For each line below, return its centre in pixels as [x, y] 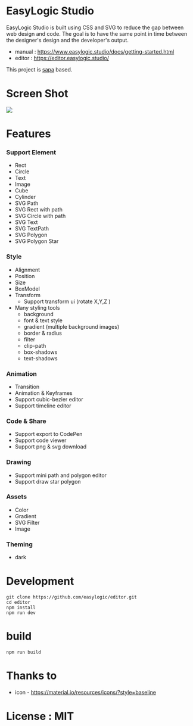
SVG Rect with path [38, 210]
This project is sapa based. [39, 69]
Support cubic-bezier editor [49, 399]
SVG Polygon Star [37, 241]
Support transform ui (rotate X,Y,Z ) [67, 301]
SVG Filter [27, 522]
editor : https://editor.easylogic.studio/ [62, 58]
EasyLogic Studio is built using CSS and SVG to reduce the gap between [95, 27]
